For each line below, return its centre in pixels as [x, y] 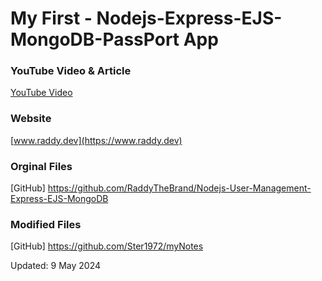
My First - [51, 18]
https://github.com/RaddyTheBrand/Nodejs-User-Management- [179, 188]
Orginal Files [41, 166]
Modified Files [46, 224]
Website [31, 119]
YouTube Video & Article [71, 71]
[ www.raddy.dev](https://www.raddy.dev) [96, 140]
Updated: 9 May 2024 [56, 266]
